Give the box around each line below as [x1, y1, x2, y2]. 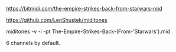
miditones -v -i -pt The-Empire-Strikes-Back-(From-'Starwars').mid [6, 28, 170, 35]
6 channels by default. [6, 40, 61, 46]
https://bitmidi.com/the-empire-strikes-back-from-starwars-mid [6, 5, 162, 12]
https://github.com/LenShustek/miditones [6, 17, 107, 23]
